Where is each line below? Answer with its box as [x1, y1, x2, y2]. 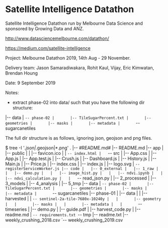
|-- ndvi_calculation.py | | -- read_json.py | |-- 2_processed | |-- [5, 175, 157, 181]
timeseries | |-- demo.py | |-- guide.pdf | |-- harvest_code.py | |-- [5, 206, 141, 212]
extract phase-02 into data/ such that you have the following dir [12, 99, 145, 105]
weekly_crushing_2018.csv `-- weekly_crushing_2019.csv [5, 217, 123, 223]
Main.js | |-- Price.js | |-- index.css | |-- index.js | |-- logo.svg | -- [5, 160, 140, 167]
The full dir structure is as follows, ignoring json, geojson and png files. [5, 135, 152, 141]
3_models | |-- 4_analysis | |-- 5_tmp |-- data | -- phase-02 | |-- [5, 180, 154, 186]
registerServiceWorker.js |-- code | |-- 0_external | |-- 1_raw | [5, 166, 158, 171]
